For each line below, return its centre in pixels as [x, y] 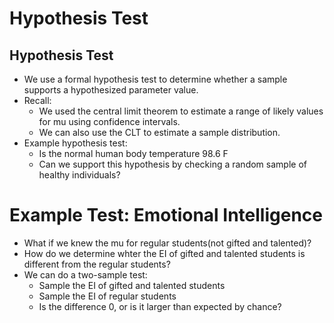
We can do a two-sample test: [85, 274]
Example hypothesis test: [75, 143]
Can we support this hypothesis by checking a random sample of [172, 164]
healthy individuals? [79, 175]
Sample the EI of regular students [107, 296]
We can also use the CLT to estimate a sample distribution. [159, 132]
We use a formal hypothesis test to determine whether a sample [155, 79]
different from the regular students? [97, 264]
